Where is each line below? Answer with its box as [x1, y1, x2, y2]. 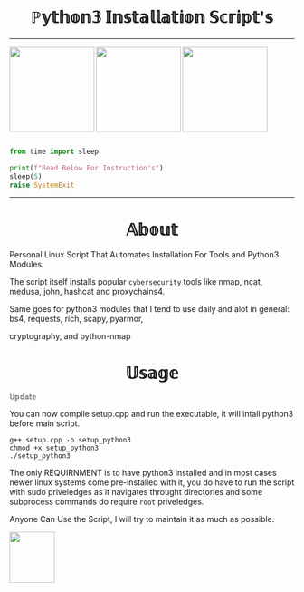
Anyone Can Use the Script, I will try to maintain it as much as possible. [9, 514, 275, 525]
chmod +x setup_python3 [9, 443, 100, 453]
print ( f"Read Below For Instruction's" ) [9, 163, 165, 172]
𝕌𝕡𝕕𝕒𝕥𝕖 [9, 393, 37, 402]
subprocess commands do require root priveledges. [9, 496, 204, 508]
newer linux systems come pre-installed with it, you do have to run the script [9, 477, 295, 488]
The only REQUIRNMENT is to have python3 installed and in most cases [9, 468, 278, 479]
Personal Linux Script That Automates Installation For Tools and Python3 [9, 249, 280, 260]
